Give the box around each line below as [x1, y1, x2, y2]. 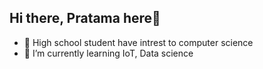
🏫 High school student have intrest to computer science [23, 36, 254, 48]
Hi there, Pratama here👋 [9, 10, 161, 27]
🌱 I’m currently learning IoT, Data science [23, 47, 194, 59]
